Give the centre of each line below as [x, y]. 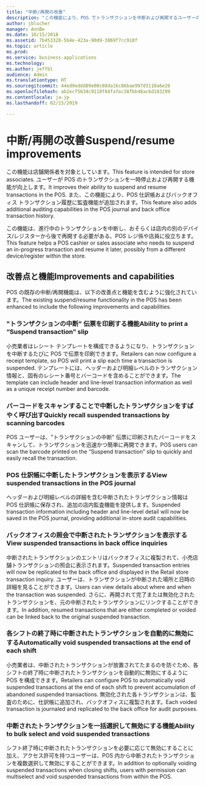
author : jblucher [28, 23]
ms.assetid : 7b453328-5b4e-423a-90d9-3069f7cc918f [72, 40]
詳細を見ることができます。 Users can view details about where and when [99, 587]
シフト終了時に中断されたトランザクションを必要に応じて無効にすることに [100, 748]
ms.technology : [26, 63]
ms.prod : [17, 52]
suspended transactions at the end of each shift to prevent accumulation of [101, 687]
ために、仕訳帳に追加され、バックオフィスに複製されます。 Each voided [107, 702]
